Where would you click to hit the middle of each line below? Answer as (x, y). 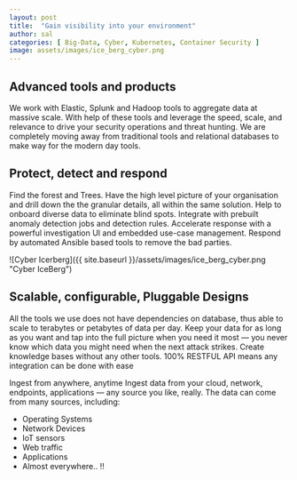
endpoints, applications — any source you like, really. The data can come (143, 392)
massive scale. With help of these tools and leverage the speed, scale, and (146, 117)
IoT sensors (43, 437)
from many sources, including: (65, 402)
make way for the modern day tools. (75, 145)
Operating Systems (57, 419)
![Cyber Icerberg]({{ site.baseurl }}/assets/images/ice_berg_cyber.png (137, 260)
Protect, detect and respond (88, 174)
